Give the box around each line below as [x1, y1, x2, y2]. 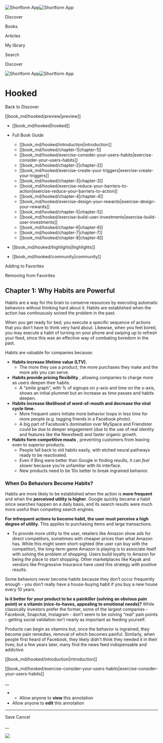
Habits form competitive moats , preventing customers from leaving [12, 437, 149, 442]
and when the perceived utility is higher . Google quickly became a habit [5, 496, 150, 502]
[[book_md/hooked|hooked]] [12, 122, 70, 129]
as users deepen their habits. [12, 380, 70, 385]
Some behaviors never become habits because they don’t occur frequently [5, 576, 155, 582]
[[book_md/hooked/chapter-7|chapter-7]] [19, 229, 103, 235]
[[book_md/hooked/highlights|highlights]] [12, 244, 96, 250]
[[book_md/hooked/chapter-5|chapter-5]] [19, 209, 103, 214]
